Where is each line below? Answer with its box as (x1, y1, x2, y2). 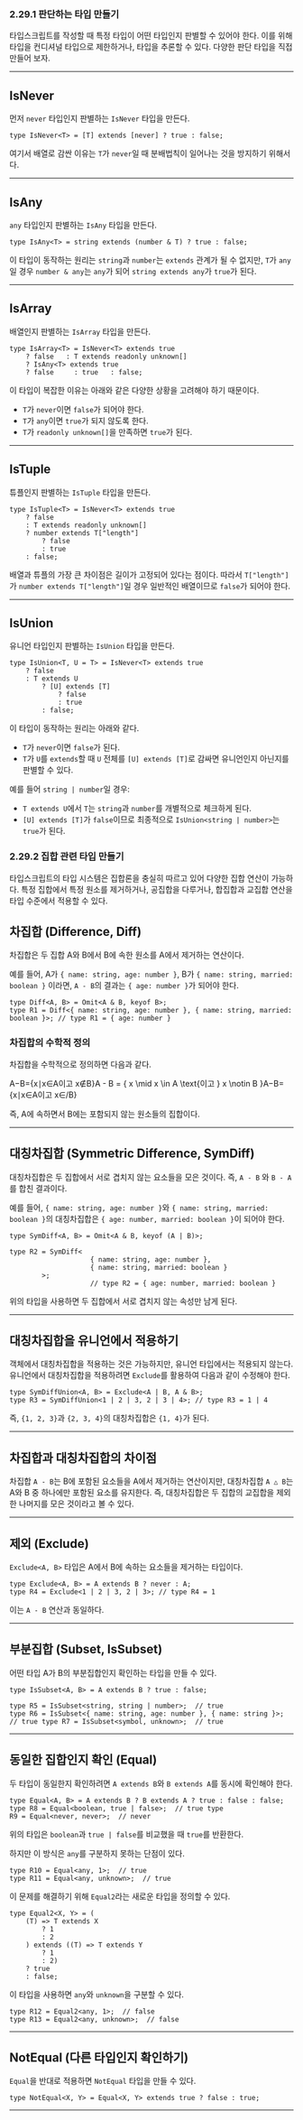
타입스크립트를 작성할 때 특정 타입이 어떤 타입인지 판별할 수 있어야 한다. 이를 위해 (9, 30, 293, 42)
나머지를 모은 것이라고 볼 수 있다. (18, 1498, 134, 1509)
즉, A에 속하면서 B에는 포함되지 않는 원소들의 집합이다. (9, 1108, 200, 1119)
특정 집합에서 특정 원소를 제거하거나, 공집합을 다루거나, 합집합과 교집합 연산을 (21, 884, 293, 894)
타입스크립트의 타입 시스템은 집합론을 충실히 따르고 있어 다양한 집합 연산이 (9, 873, 270, 884)
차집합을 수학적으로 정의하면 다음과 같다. (9, 1059, 151, 1069)
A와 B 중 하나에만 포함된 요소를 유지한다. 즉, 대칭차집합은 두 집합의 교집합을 (9, 1487, 275, 1498)
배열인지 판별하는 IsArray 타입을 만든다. (9, 326, 151, 337)
